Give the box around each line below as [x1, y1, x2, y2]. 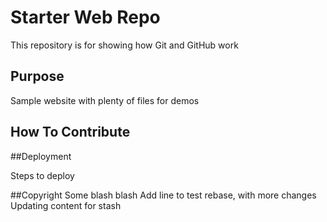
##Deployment [10, 150, 72, 162]
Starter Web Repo [10, 6, 161, 29]
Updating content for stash [10, 199, 122, 211]
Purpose [10, 68, 65, 85]
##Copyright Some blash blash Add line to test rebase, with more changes [10, 189, 317, 201]
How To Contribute [10, 124, 131, 141]
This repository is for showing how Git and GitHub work [10, 39, 239, 51]
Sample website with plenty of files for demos [10, 94, 200, 106]
